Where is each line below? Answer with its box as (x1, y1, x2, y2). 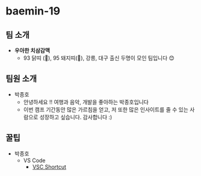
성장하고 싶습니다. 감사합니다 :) (39, 113, 113, 121)
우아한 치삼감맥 (14, 47, 51, 54)
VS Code (23, 157, 46, 164)
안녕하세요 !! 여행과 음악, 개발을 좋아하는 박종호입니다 (23, 98, 149, 105)
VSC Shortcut (32, 163, 67, 170)
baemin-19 (5, 4, 61, 18)
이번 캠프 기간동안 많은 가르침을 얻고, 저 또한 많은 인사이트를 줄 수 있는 (23, 105, 189, 113)
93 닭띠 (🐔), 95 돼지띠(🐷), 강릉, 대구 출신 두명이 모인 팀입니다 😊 (23, 54, 175, 61)
